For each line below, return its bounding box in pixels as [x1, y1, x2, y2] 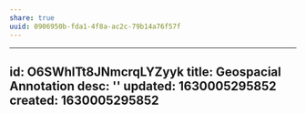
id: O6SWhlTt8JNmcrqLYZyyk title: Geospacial [9, 64, 281, 79]
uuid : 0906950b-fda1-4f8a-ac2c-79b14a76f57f [9, 22, 181, 31]
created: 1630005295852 [9, 92, 159, 108]
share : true [9, 13, 55, 23]
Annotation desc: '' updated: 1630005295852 [9, 78, 277, 94]
